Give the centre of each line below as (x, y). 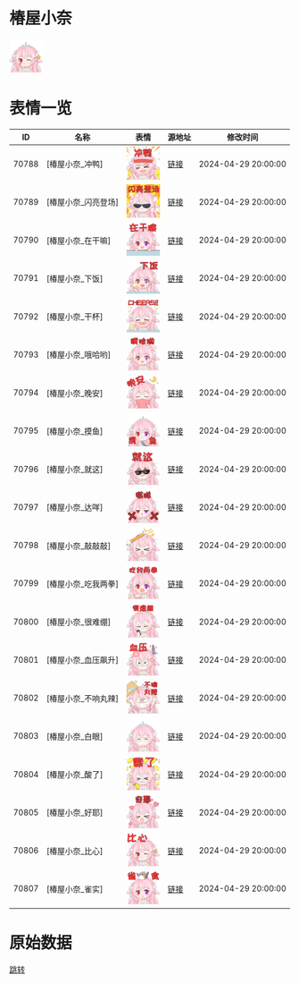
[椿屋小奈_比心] (75, 851)
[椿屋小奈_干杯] (75, 317)
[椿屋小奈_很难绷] (79, 622)
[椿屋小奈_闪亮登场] (82, 202)
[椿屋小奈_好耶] (75, 813)
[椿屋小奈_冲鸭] (75, 164)
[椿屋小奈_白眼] (75, 736)
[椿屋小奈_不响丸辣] (82, 698)
